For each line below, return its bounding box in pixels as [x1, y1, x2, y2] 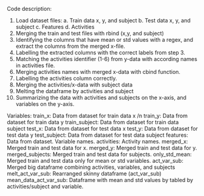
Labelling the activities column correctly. [15, 75, 117, 82]
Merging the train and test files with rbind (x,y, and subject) [15, 30, 165, 37]
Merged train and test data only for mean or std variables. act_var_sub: [7, 157, 184, 164]
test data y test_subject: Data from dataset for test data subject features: [7, 131, 189, 139]
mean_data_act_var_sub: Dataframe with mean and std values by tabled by [7, 177, 194, 183]
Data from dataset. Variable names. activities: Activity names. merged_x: [7, 138, 188, 145]
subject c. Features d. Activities [15, 24, 95, 30]
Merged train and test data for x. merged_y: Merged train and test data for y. [7, 145, 197, 151]
